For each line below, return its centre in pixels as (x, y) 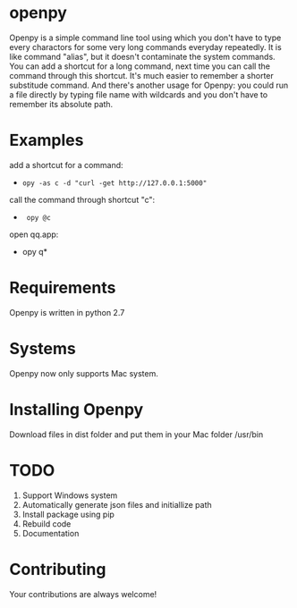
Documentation (51, 533)
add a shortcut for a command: (66, 165)
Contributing (58, 569)
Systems (42, 349)
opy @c (38, 217)
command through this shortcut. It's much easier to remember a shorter (142, 75)
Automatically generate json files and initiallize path (117, 504)
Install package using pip (68, 514)
